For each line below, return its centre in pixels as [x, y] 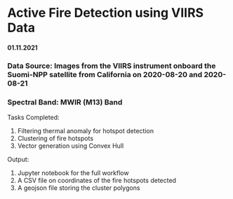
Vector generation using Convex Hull [71, 146]
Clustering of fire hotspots [55, 138]
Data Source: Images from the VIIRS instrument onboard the [112, 66]
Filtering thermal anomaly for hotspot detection [86, 131]
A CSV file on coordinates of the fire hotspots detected [97, 180]
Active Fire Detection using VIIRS [106, 13]
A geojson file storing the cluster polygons [79, 188]
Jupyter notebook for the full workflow [73, 173]
